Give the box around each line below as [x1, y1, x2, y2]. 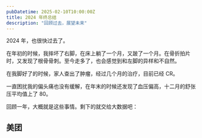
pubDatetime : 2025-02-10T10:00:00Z [6, 8, 96, 15]
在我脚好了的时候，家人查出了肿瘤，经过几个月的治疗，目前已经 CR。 [6, 70, 179, 77]
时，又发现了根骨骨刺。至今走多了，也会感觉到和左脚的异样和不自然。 [6, 58, 180, 65]
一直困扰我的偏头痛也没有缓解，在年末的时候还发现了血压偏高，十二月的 [6, 83, 185, 90]
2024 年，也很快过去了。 [6, 37, 69, 44]
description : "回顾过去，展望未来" [6, 20, 87, 26]
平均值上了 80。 [11, 91, 52, 98]
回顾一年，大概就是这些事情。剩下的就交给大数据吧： [6, 103, 138, 110]
